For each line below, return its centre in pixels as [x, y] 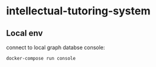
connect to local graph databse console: [56, 47]
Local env [24, 33]
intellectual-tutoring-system [78, 11]
